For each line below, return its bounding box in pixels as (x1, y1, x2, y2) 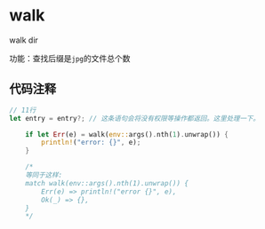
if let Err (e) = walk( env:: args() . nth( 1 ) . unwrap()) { (25, 130, 229, 138)
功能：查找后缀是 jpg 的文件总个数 (9, 52, 131, 63)
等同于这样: (25, 170, 63, 179)
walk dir (9, 35, 38, 45)
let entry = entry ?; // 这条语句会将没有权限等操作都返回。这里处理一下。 (9, 114, 261, 122)
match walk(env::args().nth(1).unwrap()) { (25, 178, 189, 187)
